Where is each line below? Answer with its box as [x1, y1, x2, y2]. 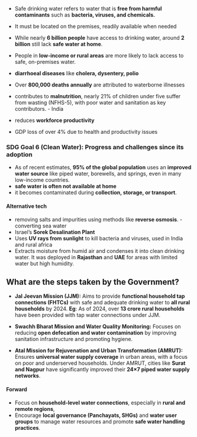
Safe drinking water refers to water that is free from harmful [14, 5, 162, 12]
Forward [6, 385, 28, 393]
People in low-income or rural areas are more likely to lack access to [14, 52, 184, 59]
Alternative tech [6, 203, 47, 210]
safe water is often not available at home [14, 183, 117, 190]
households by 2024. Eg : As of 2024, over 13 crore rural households [14, 305, 185, 313]
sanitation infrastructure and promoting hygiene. [14, 336, 133, 343]
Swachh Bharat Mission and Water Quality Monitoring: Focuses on [14, 323, 182, 330]
